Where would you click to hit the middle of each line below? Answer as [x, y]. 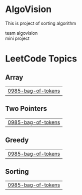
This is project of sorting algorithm [41, 23]
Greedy [17, 140]
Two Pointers [26, 109]
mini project [17, 38]
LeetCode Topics [41, 59]
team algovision [21, 33]
